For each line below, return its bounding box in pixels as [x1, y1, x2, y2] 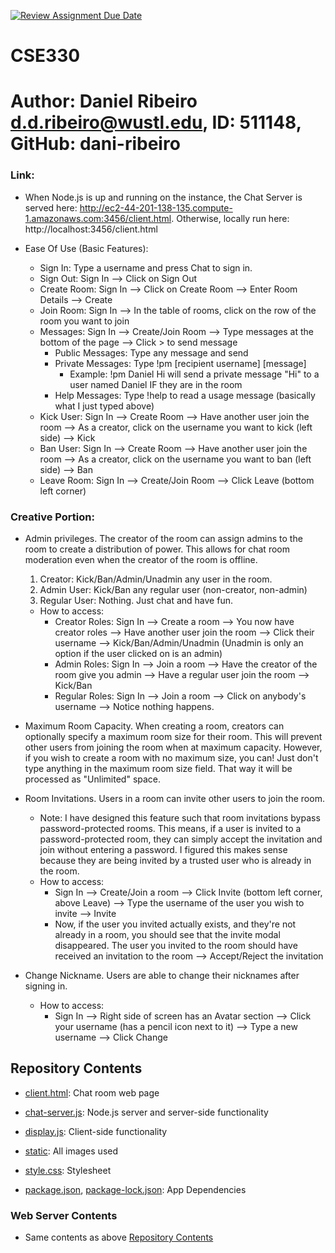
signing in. [24, 980, 68, 992]
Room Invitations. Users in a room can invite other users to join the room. [24, 792, 325, 804]
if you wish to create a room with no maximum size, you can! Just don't [24, 751, 319, 764]
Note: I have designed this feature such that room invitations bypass [39, 811, 321, 824]
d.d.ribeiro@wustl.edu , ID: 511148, [10, 111, 302, 134]
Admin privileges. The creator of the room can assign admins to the [24, 532, 303, 544]
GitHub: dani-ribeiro [10, 133, 181, 155]
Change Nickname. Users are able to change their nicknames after [24, 969, 300, 981]
